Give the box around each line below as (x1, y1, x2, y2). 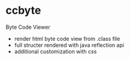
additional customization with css (14, 47, 97, 55)
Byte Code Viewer (5, 23, 50, 31)
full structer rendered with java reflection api (14, 41, 124, 49)
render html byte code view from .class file (14, 35, 120, 42)
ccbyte (5, 4, 41, 17)
